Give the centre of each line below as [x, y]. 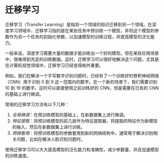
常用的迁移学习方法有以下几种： [37, 104]
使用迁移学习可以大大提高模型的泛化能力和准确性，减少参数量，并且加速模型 [82, 149]
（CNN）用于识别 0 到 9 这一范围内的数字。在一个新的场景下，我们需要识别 [81, 81]
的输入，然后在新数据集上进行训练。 [49, 127]
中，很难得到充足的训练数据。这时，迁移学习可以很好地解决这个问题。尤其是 [82, 59]
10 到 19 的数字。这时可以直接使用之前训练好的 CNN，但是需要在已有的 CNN [82, 88]
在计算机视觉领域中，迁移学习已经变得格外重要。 [54, 65]
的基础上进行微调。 [24, 94]
